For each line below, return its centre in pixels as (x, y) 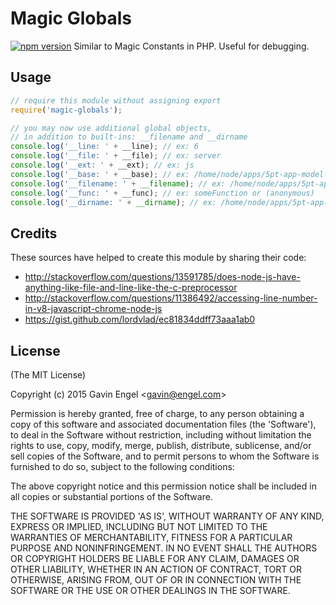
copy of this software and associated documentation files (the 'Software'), (163, 424)
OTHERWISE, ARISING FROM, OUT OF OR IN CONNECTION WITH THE (156, 580)
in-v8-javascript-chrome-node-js (93, 309)
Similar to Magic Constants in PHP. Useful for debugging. (191, 46)
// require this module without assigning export (116, 100)
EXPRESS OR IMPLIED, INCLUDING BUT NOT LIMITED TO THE (139, 526)
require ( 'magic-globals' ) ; (66, 110)
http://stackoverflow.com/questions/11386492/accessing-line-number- (171, 298)
